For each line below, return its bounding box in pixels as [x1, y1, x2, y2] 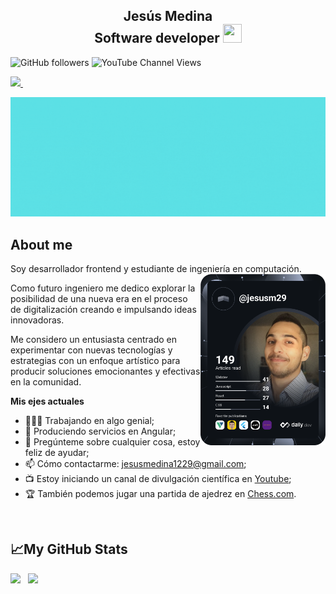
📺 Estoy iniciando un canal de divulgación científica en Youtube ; [24, 473, 292, 485]
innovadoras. [10, 314, 65, 326]
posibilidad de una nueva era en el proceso [10, 293, 188, 305]
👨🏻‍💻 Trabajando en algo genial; [24, 415, 155, 427]
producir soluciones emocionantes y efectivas [10, 365, 201, 378]
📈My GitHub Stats [10, 541, 128, 558]
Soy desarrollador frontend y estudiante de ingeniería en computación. [10, 263, 302, 275]
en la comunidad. [10, 376, 82, 388]
